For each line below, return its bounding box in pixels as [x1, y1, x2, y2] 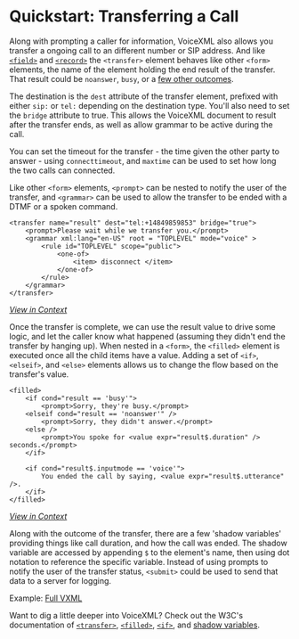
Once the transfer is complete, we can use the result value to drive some [9, 321, 276, 332]
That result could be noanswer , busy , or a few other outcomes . [9, 73, 234, 84]
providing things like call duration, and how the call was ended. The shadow [9, 537, 287, 548]
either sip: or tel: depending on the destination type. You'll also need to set [9, 100, 290, 111]
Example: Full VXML [9, 593, 83, 603]
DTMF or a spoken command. [9, 201, 118, 211]
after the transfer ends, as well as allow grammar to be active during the [9, 119, 273, 130]
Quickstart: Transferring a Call [9, 6, 239, 27]
